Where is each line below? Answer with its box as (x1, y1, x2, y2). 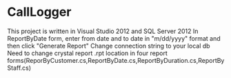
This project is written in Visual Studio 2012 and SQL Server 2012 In (7, 27, 199, 35)
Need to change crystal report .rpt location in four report (7, 49, 168, 57)
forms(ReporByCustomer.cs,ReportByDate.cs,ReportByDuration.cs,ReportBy (7, 56, 225, 64)
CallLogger (7, 4, 72, 20)
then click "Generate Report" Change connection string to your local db (7, 41, 210, 50)
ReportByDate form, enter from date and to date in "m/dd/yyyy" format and (7, 34, 221, 42)
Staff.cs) (7, 64, 32, 72)
